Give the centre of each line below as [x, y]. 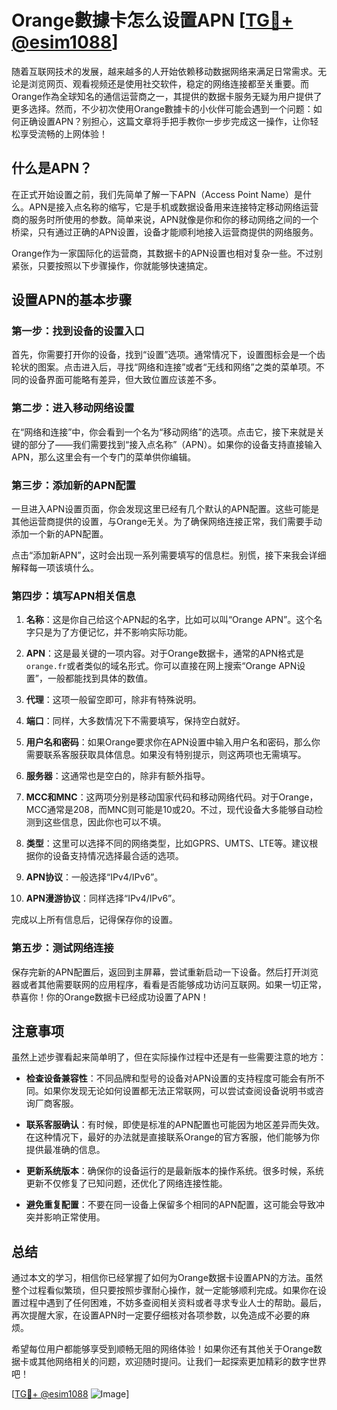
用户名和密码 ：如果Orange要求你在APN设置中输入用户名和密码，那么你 [173, 742]
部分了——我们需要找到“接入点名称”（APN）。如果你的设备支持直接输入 [175, 444]
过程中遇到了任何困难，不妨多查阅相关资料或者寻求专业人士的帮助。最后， [173, 1303]
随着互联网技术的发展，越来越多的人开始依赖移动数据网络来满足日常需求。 [164, 71]
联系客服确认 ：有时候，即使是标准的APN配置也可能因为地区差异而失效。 [175, 1125]
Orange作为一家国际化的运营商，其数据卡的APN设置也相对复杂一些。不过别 [167, 253]
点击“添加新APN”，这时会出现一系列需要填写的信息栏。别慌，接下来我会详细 [169, 555]
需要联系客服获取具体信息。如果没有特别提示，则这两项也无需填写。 [166, 755]
